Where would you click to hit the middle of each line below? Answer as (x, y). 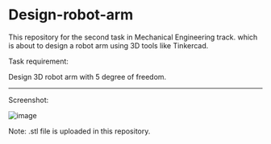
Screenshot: (29, 100)
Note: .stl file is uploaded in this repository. (79, 131)
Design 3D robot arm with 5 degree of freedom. (88, 76)
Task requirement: (38, 61)
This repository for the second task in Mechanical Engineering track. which (133, 37)
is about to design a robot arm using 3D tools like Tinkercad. (108, 45)
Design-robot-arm (71, 15)
